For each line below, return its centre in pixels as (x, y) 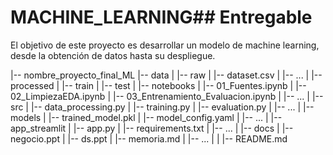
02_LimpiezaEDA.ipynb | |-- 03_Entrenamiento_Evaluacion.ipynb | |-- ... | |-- (167, 96)
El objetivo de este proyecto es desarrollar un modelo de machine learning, (165, 45)
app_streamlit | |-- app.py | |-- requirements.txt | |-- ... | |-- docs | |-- (152, 128)
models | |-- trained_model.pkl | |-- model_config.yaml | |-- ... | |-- (146, 117)
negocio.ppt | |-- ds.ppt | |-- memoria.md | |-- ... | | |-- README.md (149, 138)
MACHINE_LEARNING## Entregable (161, 17)
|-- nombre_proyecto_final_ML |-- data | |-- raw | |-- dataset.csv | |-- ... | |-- (166, 75)
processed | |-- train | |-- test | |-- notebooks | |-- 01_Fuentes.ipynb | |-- (158, 85)
